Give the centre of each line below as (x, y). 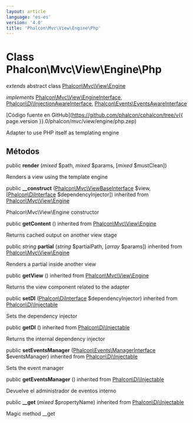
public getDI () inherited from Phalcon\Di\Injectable (68, 327)
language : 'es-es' (29, 17)
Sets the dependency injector (42, 316)
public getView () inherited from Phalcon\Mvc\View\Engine (77, 275)
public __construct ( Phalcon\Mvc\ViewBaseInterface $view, (79, 188)
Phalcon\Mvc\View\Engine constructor (53, 212)
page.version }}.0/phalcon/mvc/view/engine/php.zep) (71, 121)
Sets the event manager (35, 368)
